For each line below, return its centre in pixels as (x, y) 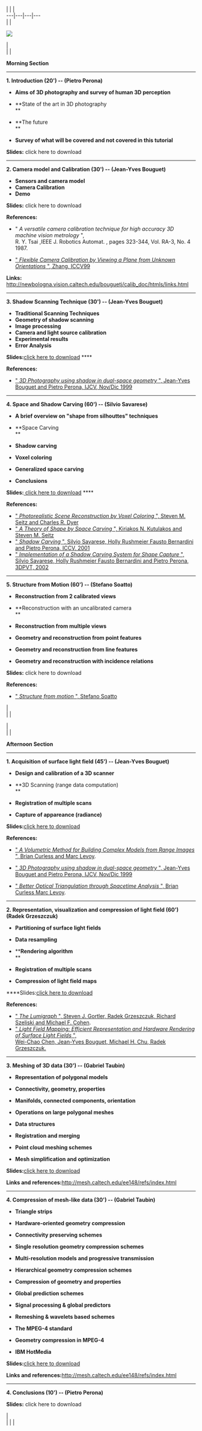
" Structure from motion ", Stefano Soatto (66, 696)
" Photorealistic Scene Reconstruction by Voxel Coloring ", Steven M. (100, 516)
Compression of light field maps (56, 981)
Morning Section (28, 63)
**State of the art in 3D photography (61, 104)
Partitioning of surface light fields (58, 928)
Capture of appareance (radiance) (58, 814)
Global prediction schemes (49, 1293)
